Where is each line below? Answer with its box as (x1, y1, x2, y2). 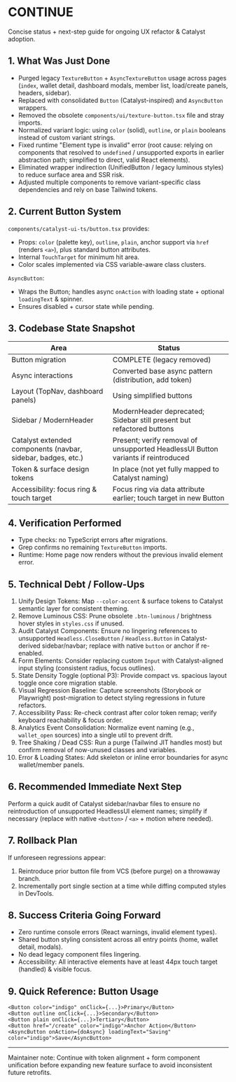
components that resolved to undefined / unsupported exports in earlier (18, 148, 225, 156)
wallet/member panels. (18, 761, 85, 769)
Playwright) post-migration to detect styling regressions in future (18, 694, 206, 702)
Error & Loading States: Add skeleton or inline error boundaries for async (18, 754, 228, 761)
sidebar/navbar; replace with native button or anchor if (41, 641, 200, 650)
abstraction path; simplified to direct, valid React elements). (18, 155, 190, 164)
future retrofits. (8, 1069, 52, 1077)
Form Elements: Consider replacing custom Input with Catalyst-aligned (18, 656, 223, 665)
